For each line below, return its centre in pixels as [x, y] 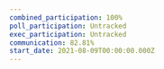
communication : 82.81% [52, 43]
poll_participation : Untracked [68, 26]
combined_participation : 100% [66, 17]
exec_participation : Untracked [68, 34]
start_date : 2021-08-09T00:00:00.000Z [82, 51]
